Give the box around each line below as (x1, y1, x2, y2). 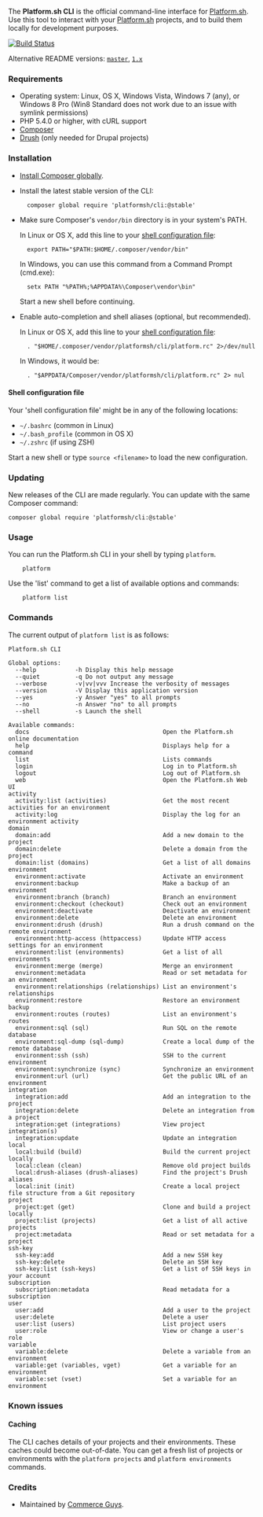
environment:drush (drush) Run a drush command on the (15, 921, 255, 928)
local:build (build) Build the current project (15, 1148, 251, 1156)
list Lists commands (15, 755, 213, 763)
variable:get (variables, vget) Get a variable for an (15, 1361, 237, 1369)
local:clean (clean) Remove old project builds (15, 1161, 251, 1169)
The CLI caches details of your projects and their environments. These (8, 1437, 236, 1446)
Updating (8, 472, 45, 483)
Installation (8, 153, 53, 164)
